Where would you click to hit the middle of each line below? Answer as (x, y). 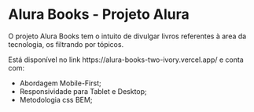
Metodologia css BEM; (56, 99)
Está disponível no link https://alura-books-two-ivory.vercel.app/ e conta (126, 60)
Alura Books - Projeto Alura (99, 14)
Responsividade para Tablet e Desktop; (83, 91)
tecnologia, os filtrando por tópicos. (66, 44)
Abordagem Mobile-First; (60, 83)
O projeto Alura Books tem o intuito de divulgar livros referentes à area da (127, 36)
